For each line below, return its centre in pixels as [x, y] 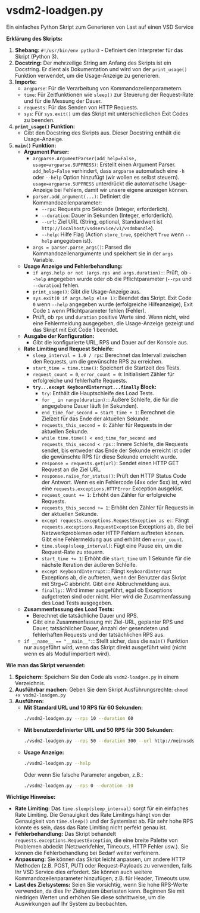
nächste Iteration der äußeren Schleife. [89, 564]
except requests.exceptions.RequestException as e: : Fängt [115, 520]
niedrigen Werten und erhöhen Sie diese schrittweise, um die [90, 897]
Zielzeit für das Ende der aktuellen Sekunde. [96, 419]
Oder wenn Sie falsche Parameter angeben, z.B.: [83, 774]
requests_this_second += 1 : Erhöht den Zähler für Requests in [118, 507]
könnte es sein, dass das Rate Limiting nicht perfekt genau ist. [91, 827]
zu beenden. [39, 120]
